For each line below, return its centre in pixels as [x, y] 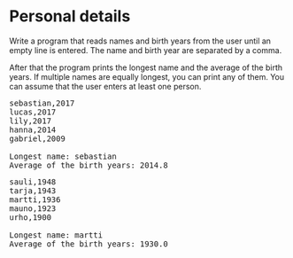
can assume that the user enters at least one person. [105, 86]
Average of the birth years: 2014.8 [89, 165]
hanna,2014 [33, 129]
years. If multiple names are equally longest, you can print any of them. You [147, 76]
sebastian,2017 [42, 103]
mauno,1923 [33, 208]
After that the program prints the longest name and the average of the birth [146, 67]
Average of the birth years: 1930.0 [89, 244]
